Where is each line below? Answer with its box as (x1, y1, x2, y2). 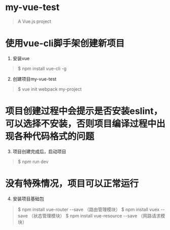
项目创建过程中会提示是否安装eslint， (5, 105, 163, 117)
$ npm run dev (17, 159, 49, 165)
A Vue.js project (17, 18, 52, 24)
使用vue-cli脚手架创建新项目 (5, 37, 125, 49)
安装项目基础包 (12, 196, 44, 202)
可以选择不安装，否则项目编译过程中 (5, 118, 157, 130)
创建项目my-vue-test (12, 75, 57, 82)
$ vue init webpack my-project (17, 86, 82, 92)
